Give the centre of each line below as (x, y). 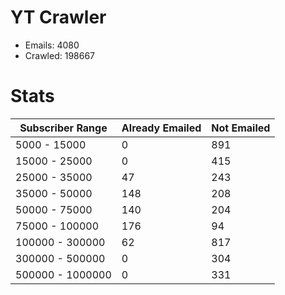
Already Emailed (161, 128)
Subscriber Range (63, 128)
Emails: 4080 (52, 45)
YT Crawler (58, 17)
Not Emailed (241, 128)
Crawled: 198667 (60, 55)
